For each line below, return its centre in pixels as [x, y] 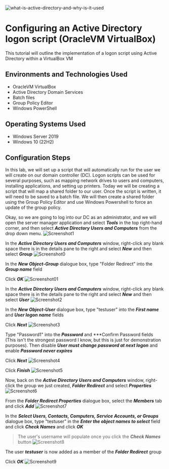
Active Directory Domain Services [48, 92]
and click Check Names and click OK [44, 427]
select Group [19, 254]
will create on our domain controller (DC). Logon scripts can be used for [80, 175]
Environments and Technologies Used [67, 74]
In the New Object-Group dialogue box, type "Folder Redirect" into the [79, 264]
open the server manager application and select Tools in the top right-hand [84, 223]
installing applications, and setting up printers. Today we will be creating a [82, 186]
